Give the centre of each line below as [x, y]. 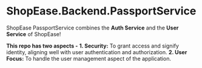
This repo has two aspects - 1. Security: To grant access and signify [93, 46]
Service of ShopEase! [34, 34]
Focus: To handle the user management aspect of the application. [89, 58]
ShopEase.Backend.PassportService [101, 11]
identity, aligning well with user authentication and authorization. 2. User [97, 52]
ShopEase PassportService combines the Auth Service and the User [93, 28]
